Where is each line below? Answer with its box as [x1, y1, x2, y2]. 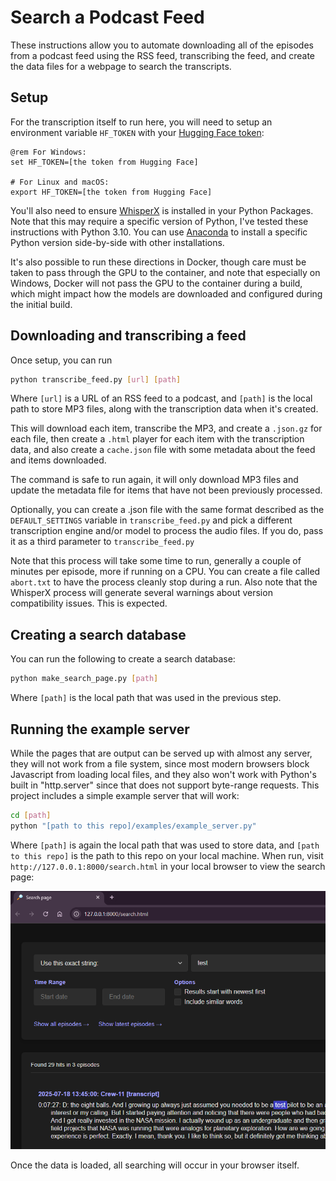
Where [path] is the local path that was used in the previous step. [10, 692, 282, 704]
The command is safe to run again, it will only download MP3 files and [10, 474, 299, 486]
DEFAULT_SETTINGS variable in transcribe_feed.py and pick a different [10, 514, 293, 526]
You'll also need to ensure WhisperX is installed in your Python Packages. [10, 204, 314, 216]
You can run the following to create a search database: [10, 653, 236, 665]
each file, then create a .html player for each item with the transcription [10, 433, 305, 445]
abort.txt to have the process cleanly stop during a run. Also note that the [10, 576, 318, 588]
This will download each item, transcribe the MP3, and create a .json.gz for [10, 422, 323, 435]
